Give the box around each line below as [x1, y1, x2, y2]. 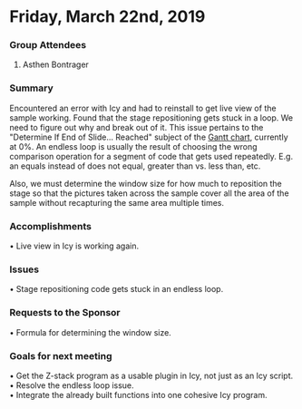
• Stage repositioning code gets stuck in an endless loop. [9, 284, 224, 295]
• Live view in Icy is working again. [9, 240, 139, 251]
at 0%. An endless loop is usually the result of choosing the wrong [9, 141, 258, 151]
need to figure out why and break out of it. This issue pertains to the [9, 122, 264, 132]
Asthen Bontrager [22, 59, 89, 70]
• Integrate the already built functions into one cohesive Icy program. [9, 389, 268, 400]
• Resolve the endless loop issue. [9, 379, 134, 391]
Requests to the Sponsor [9, 307, 121, 319]
